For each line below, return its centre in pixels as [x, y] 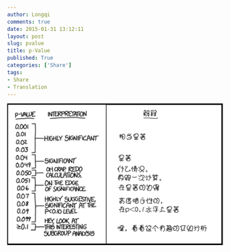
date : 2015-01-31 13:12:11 [46, 29]
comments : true [29, 22]
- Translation [27, 87]
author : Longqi [29, 14]
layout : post [26, 36]
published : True [30, 58]
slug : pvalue [26, 44]
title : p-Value [29, 51]
